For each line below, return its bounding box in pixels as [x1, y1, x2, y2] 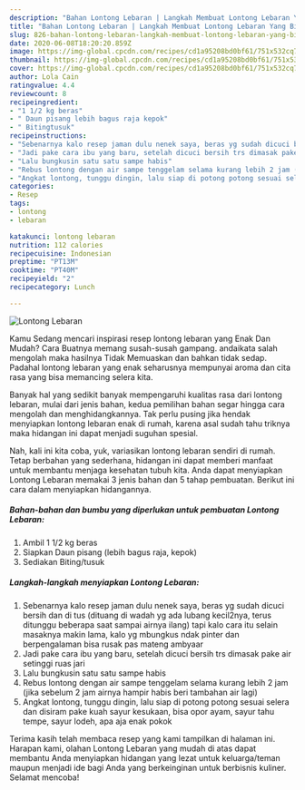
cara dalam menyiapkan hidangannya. [9, 483, 152, 494]
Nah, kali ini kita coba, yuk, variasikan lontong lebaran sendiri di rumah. [9, 445, 276, 456]
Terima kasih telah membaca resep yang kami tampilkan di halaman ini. [9, 733, 276, 744]
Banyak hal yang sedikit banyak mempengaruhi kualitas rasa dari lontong [9, 389, 283, 400]
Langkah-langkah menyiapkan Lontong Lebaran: [9, 577, 200, 588]
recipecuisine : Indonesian [9, 249, 112, 258]
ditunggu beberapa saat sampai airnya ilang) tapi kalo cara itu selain [22, 619, 279, 630]
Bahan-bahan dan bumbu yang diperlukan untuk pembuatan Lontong [9, 504, 280, 515]
